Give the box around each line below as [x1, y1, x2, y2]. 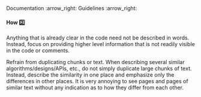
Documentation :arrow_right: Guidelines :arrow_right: [6, 5, 137, 11]
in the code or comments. [6, 47, 70, 54]
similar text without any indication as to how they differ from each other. [6, 84, 184, 91]
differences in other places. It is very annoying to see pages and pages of [6, 78, 188, 85]
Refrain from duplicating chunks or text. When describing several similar [6, 59, 185, 66]
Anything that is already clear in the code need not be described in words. [6, 34, 190, 41]
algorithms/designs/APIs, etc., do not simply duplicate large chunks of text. [6, 65, 192, 72]
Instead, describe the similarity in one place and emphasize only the [6, 71, 175, 78]
